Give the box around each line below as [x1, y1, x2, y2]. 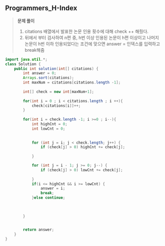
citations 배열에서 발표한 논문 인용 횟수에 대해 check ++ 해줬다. [24, 28, 149, 34]
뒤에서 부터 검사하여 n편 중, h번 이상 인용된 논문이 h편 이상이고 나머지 [24, 34, 160, 40]
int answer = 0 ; [23, 71, 56, 76]
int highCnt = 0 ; [31, 122, 68, 127]
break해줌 [24, 47, 45, 53]
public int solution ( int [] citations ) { [14, 66, 99, 71]
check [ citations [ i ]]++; [31, 103, 81, 108]
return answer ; [23, 227, 55, 233]
